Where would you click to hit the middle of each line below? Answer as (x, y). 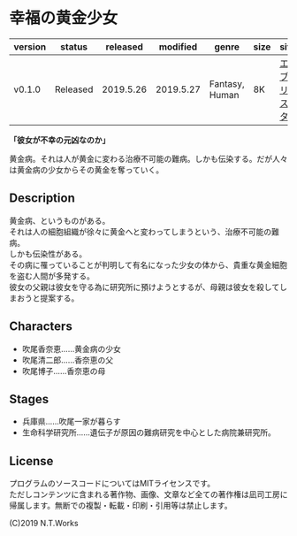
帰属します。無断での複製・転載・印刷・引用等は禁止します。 (121, 506)
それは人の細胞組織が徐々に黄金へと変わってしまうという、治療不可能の (141, 232)
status (74, 47)
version (30, 47)
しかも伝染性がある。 (48, 254)
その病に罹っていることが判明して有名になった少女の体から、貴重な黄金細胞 (148, 264)
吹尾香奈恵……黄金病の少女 (71, 348)
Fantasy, (227, 83)
